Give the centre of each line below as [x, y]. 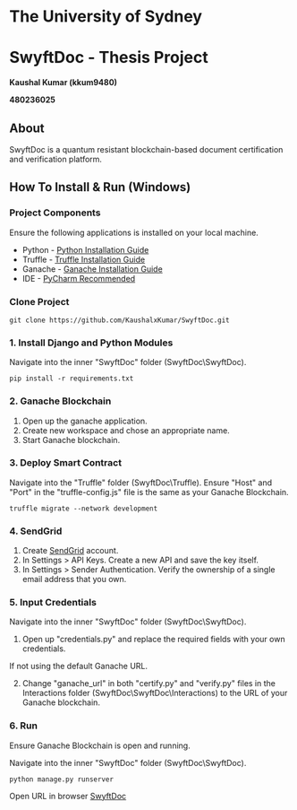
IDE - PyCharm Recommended [79, 278]
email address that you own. [74, 579]
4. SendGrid [36, 531]
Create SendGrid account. [70, 551]
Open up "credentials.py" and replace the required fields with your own [153, 640]
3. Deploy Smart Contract [66, 463]
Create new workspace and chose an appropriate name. [126, 430]
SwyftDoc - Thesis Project [109, 58]
